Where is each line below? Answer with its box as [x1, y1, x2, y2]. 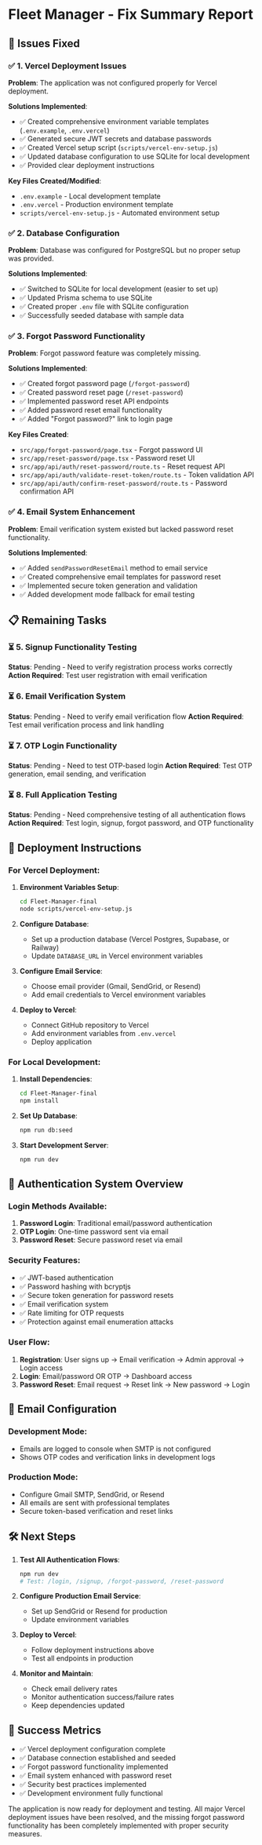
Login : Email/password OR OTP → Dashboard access [19, 1371, 192, 1380]
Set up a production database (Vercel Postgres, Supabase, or [31, 934, 230, 943]
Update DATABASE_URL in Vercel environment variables [31, 951, 203, 961]
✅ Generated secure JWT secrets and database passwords [19, 133, 212, 143]
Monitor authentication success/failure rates [31, 1693, 175, 1702]
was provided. [8, 253, 54, 264]
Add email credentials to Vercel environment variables [31, 990, 206, 999]
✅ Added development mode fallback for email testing [19, 589, 195, 599]
